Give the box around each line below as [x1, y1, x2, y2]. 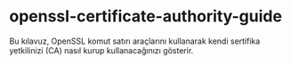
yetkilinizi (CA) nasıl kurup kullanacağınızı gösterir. [9, 45, 194, 55]
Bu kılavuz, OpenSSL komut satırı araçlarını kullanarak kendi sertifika [9, 36, 261, 46]
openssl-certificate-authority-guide [9, 6, 283, 27]
